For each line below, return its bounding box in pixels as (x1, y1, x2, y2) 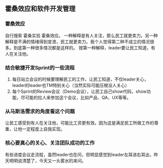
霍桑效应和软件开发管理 (5, 4, 75, 13)
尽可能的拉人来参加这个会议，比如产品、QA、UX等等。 (20, 94, 131, 100)
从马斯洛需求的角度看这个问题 (5, 108, 75, 115)
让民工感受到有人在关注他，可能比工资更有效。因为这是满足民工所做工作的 (5, 120, 154, 126)
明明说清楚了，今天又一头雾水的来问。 (9, 158, 86, 164)
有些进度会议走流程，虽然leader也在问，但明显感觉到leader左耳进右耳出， (5, 151, 154, 157)
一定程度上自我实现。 (21, 126, 65, 132)
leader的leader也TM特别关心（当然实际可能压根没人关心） (12, 82, 130, 88)
